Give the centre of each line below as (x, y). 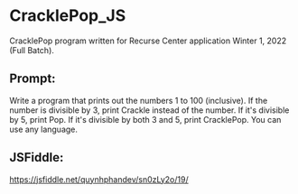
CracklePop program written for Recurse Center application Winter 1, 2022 (148, 41)
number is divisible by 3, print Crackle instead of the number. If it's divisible (149, 110)
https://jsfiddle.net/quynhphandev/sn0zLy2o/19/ (99, 179)
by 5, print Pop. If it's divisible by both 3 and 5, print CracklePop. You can (145, 119)
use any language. (44, 129)
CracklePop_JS (68, 16)
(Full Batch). (32, 50)
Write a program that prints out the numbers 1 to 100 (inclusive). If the (139, 100)
